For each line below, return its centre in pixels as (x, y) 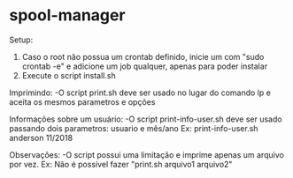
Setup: (21, 40)
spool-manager (67, 15)
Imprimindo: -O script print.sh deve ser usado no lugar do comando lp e (140, 93)
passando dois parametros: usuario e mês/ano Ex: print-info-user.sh (134, 128)
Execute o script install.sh (69, 75)
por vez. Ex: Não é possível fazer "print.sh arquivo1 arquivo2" (121, 164)
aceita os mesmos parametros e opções (82, 101)
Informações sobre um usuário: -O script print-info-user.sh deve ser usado (146, 119)
